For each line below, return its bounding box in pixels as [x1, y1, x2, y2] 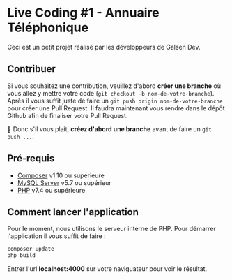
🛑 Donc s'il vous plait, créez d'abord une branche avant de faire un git [7, 124, 212, 133]
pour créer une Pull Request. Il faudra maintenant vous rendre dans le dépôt [7, 103, 225, 112]
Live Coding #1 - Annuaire [7, 5, 160, 21]
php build [7, 252, 36, 259]
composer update [7, 246, 54, 253]
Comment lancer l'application [7, 206, 139, 218]
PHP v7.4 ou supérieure [17, 186, 86, 194]
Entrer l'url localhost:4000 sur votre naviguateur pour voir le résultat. [7, 265, 208, 273]
